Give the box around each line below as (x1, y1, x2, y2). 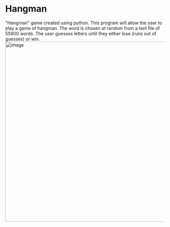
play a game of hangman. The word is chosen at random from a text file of (5, 25, 160, 31)
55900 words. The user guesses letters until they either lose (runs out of (5, 30, 157, 36)
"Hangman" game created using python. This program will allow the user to (5, 20, 162, 26)
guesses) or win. (5, 36, 40, 42)
